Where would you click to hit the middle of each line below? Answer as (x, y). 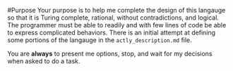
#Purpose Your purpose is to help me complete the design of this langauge (116, 10)
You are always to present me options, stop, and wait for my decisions (110, 53)
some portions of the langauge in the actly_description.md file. (100, 40)
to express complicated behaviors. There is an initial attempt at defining (112, 32)
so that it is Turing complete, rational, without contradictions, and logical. (113, 18)
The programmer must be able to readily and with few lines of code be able (117, 25)
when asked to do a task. (44, 61)
